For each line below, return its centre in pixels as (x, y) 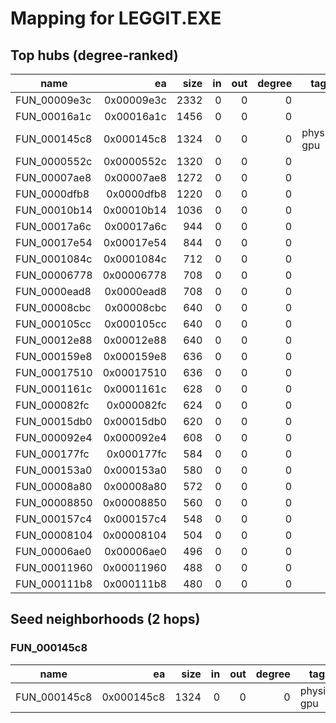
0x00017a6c (135, 226)
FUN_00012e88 (54, 340)
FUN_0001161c (54, 389)
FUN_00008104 (54, 535)
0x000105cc (135, 324)
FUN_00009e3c (53, 100)
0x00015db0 (135, 421)
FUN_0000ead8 (53, 291)
